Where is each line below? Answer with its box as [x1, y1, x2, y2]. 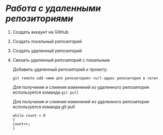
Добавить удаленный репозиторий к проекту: [12, 66, 108, 72]
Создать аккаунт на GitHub [12, 29, 69, 35]
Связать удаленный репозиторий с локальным [12, 57, 110, 63]
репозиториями [5, 13, 73, 24]
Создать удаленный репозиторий [12, 48, 82, 54]
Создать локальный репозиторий [12, 38, 82, 44]
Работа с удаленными [5, 3, 101, 14]
